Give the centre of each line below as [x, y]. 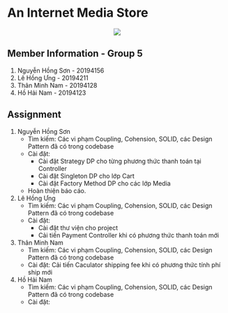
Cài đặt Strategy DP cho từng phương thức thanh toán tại [120, 161]
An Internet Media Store [78, 13]
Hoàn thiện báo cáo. [57, 190]
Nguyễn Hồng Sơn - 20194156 [61, 70]
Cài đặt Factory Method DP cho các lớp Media [104, 183]
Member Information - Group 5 [75, 54]
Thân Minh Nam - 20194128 [57, 85]
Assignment [34, 115]
